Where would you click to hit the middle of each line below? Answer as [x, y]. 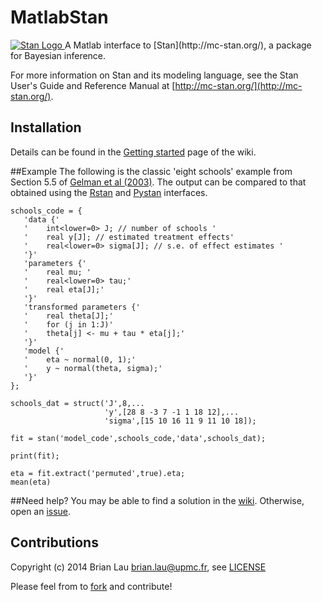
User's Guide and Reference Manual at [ [93, 85]
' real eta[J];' [64, 289]
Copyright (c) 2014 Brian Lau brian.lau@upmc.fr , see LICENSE [138, 567]
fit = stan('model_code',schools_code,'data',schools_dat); [138, 438]
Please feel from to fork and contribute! [91, 586]
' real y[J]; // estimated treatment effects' [129, 237]
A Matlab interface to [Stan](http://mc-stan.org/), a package [188, 45]
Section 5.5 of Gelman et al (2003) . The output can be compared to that [158, 182]
